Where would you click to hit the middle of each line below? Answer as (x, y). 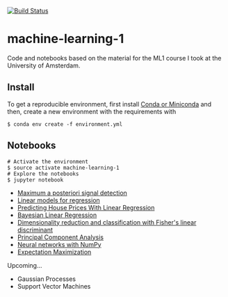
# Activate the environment (48, 161)
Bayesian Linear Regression (57, 215)
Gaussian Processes (47, 279)
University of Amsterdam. (44, 65)
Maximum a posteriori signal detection (72, 193)
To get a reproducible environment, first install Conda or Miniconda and (109, 104)
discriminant (35, 230)
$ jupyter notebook (35, 180)
